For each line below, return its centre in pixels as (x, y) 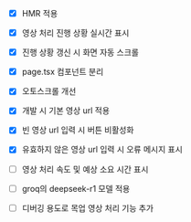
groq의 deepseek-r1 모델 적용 (76, 188)
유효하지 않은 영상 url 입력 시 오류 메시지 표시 (102, 150)
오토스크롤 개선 (49, 91)
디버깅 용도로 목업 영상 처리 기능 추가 (88, 207)
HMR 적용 (40, 13)
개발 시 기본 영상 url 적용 (66, 111)
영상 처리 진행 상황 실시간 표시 (75, 33)
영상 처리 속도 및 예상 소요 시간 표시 (85, 169)
